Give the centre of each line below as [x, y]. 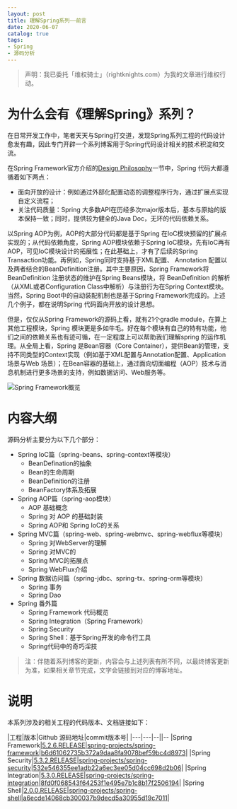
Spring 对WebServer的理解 [68, 542]
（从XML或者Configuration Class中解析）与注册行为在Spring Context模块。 [117, 286]
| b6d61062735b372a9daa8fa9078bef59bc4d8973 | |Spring [125, 752]
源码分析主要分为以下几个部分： [54, 439]
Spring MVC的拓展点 [58, 560]
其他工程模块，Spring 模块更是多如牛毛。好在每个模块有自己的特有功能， [114, 328]
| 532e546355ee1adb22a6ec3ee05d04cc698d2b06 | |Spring [118, 767]
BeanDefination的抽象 [60, 463]
